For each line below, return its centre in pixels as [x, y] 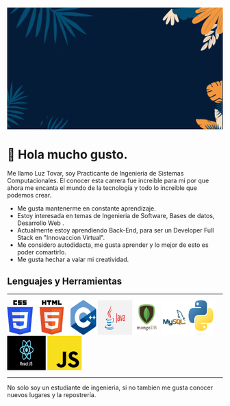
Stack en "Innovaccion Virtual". [61, 238]
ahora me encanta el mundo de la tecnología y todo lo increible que [102, 188]
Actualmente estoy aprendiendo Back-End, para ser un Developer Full [115, 230]
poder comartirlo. [41, 252]
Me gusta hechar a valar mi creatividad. [73, 260]
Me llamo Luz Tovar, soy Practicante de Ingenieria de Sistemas [95, 174]
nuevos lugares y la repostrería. [52, 395]
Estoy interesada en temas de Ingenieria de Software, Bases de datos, [116, 216]
